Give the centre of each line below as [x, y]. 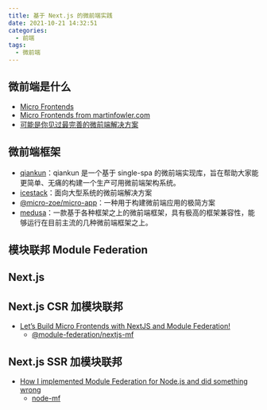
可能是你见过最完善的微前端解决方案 [79, 124]
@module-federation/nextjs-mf [83, 334]
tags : [17, 45]
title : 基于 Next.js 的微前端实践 [60, 16]
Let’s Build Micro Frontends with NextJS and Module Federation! [125, 326]
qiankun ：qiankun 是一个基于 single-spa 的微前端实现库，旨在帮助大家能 [139, 173]
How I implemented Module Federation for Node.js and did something [133, 381]
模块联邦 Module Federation [78, 250]
